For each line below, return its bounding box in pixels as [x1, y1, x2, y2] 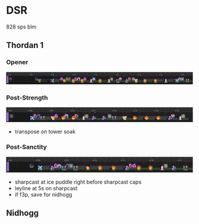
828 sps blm [6, 23, 37, 30]
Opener [6, 58, 28, 66]
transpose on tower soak [14, 128, 76, 135]
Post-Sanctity [6, 143, 47, 151]
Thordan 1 [6, 40, 44, 50]
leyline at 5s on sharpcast [14, 184, 78, 191]
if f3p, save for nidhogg [14, 191, 72, 198]
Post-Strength [6, 93, 49, 101]
